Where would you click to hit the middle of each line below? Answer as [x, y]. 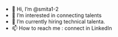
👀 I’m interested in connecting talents [56, 15]
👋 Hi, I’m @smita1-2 [35, 9]
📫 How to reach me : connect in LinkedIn [62, 28]
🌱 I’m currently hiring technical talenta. [58, 21]
